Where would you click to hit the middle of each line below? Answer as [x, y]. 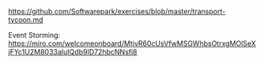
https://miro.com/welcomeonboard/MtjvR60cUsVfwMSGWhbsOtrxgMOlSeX [132, 43]
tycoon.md [26, 20]
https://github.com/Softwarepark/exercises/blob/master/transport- [117, 11]
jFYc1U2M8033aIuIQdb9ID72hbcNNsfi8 [73, 52]
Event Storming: [34, 35]
